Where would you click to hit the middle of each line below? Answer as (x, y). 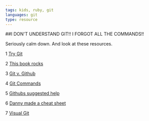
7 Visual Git (17, 113)
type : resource (22, 19)
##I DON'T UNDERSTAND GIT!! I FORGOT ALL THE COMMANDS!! (75, 34)
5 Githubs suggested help (33, 93)
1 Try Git (14, 54)
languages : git (22, 15)
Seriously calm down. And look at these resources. (59, 44)
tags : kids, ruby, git (29, 10)
